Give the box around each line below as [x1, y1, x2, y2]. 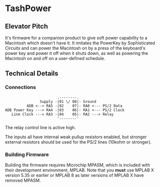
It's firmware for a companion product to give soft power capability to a [5, 35, 148, 41]
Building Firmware [5, 151, 49, 158]
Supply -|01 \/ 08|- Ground [39, 99, 96, 104]
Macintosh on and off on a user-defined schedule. [5, 56, 105, 61]
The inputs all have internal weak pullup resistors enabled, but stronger [5, 134, 147, 140]
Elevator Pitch [5, 22, 48, 30]
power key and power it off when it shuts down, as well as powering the [5, 50, 148, 56]
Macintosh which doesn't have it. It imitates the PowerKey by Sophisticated [5, 40, 155, 46]
